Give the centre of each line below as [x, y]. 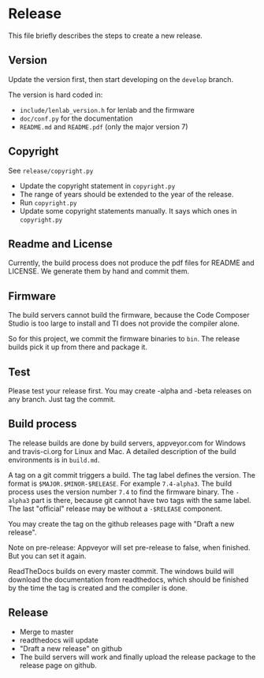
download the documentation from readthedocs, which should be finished [128, 579]
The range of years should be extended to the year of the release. [126, 194]
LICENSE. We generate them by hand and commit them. [99, 271]
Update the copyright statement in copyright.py [97, 185]
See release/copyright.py [51, 170]
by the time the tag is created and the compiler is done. [98, 587]
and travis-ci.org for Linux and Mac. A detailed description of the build [122, 451]
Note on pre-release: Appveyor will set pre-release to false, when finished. [129, 547]
